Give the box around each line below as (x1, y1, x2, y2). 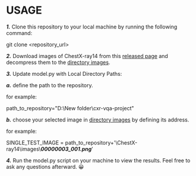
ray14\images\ (6, 145, 41, 152)
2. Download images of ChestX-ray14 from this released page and (6, 52, 168, 59)
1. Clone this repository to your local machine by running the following (6, 23, 178, 30)
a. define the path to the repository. (6, 81, 93, 89)
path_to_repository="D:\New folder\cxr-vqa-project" (6, 104, 135, 111)
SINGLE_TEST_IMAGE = (6, 139, 64, 146)
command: (6, 29, 33, 36)
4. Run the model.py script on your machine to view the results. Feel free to (6, 156, 191, 164)
